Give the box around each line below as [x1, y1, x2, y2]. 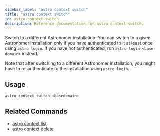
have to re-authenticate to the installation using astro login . [5, 66, 130, 72]
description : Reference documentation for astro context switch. [5, 21, 144, 26]
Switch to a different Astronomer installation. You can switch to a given [5, 35, 151, 41]
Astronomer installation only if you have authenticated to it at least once [5, 40, 153, 46]
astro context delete [12, 126, 54, 132]
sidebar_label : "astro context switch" [5, 7, 88, 12]
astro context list [12, 120, 47, 126]
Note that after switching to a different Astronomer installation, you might [5, 60, 155, 66]
